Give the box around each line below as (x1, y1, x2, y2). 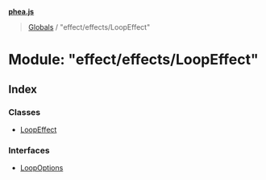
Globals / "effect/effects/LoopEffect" (27, 22, 151, 31)
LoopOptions (19, 163, 64, 173)
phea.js (8, 7, 35, 16)
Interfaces (8, 145, 50, 156)
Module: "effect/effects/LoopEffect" (8, 51, 260, 69)
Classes (8, 106, 41, 117)
